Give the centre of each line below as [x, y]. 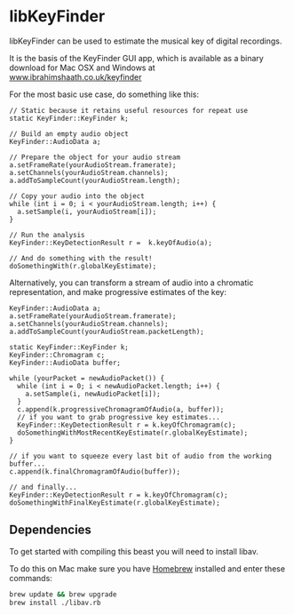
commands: [31, 578]
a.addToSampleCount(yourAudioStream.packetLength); [107, 331]
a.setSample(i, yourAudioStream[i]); [87, 212]
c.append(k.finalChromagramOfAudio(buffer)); [95, 471]
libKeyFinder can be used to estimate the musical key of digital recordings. [146, 41]
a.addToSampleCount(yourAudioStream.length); [95, 180]
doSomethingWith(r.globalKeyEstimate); [83, 266]
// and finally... [43, 487]
